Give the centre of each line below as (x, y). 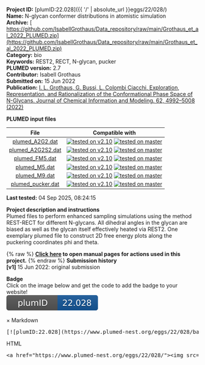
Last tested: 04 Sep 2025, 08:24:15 (51, 198)
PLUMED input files (31, 119)
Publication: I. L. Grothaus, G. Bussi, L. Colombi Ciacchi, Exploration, (93, 88)
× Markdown (22, 320)
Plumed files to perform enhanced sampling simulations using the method (99, 216)
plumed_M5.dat (35, 167)
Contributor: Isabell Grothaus (44, 74)
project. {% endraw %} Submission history (62, 260)
